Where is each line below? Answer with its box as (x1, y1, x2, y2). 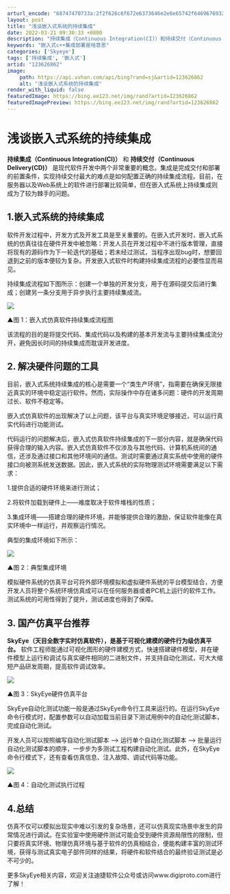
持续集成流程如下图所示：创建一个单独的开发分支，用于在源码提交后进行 (7, 279, 211, 288)
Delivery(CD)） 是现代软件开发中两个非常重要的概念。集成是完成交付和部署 (7, 163, 220, 171)
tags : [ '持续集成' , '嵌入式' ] (7, 55, 86, 62)
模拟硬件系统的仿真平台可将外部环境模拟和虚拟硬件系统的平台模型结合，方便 (7, 578, 223, 586)
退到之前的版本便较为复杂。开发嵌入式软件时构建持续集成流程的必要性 (7, 256, 205, 265)
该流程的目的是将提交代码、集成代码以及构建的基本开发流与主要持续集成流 (7, 330, 217, 338)
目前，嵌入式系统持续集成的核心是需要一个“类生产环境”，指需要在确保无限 (7, 380, 217, 388)
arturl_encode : (7, 10, 51, 17)
